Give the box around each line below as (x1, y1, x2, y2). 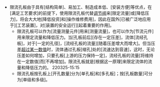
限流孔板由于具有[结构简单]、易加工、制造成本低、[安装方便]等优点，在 (9, 4, 152, 10)
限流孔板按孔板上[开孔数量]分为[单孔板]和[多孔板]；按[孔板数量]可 (16, 71, 149, 76)
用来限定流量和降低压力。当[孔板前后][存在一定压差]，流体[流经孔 (16, 34, 148, 40)
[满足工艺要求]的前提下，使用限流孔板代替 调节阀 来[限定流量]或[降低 (9, 10, 145, 16)
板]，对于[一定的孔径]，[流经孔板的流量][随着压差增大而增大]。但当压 (16, 41, 156, 46)
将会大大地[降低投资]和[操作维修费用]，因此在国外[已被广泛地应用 (19, 16, 151, 22)
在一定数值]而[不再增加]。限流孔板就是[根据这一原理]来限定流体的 (16, 58, 148, 64)
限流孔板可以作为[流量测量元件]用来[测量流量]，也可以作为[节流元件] (16, 29, 154, 34)
